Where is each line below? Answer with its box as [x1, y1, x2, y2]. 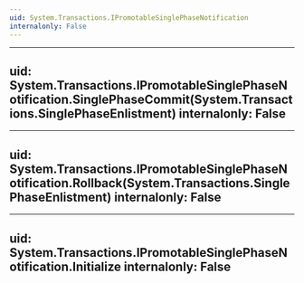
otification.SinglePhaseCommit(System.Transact [9, 91, 293, 107]
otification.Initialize [9, 259, 122, 274]
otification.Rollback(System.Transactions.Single [9, 175, 290, 191]
